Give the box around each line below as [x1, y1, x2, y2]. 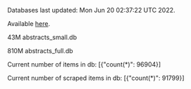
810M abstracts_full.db [7, 47, 73, 55]
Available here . [7, 20, 51, 27]
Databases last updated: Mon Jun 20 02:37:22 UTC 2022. [7, 6, 175, 14]
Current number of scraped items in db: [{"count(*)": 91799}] [7, 74, 185, 82]
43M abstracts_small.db [7, 33, 78, 41]
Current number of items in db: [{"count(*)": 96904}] [7, 60, 161, 69]
